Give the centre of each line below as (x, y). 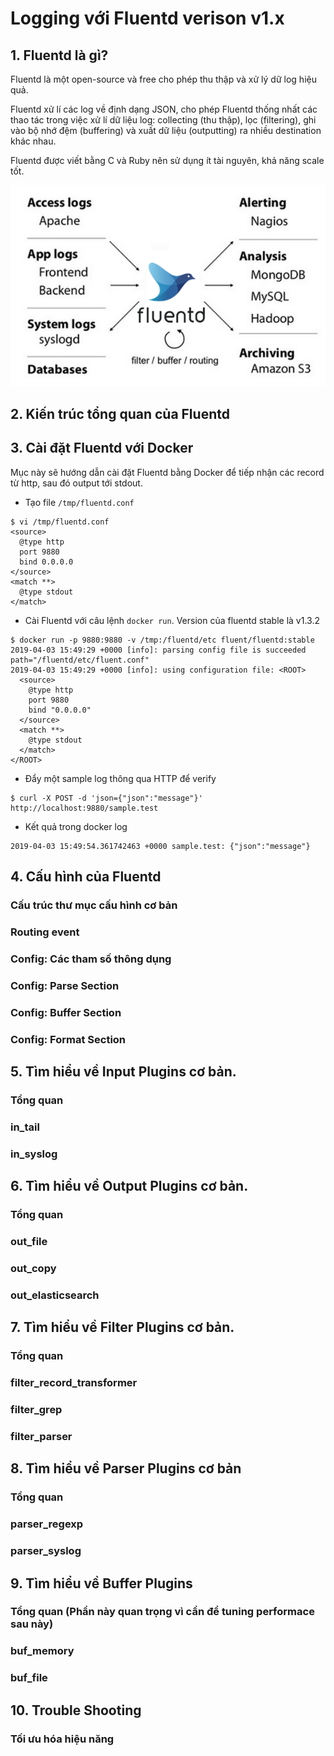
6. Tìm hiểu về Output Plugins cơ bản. (129, 1186)
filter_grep (36, 1410)
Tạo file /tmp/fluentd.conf (79, 502)
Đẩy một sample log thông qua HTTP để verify (120, 778)
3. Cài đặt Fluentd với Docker (102, 448)
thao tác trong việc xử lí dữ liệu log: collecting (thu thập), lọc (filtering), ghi (163, 120)
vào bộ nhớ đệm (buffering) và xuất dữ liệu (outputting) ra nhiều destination (166, 130)
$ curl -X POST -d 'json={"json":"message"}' (106, 798)
